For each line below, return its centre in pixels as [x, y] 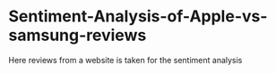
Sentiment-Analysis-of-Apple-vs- [138, 16]
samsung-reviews [78, 35]
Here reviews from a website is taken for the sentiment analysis [125, 60]
